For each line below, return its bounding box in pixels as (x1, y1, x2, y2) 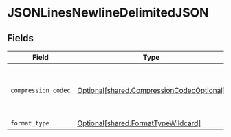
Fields (7, 32, 34, 44)
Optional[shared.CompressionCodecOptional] (77, 86, 225, 95)
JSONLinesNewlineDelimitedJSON (7, 5, 209, 21)
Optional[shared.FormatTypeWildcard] (77, 118, 201, 128)
